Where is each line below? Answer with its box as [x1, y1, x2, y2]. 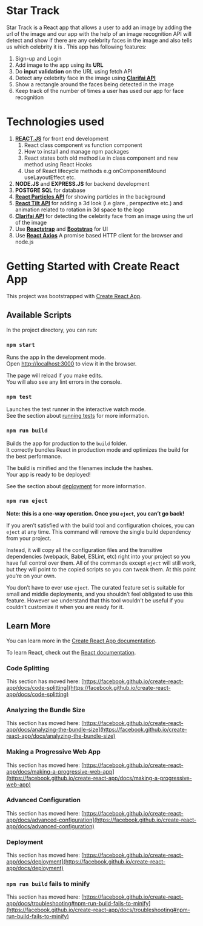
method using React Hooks [24, 160, 92, 168]
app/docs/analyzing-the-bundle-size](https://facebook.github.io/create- [6, 726, 188, 734]
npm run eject [6, 497, 48, 505]
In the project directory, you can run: [6, 326, 98, 333]
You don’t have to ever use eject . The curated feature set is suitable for [6, 584, 185, 591]
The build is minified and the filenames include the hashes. [6, 464, 153, 471]
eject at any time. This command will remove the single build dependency [6, 528, 191, 535]
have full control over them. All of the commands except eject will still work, [6, 559, 196, 567]
